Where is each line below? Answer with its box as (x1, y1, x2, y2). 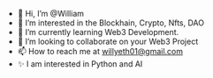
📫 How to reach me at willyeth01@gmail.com (17, 46, 184, 56)
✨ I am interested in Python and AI (17, 59, 143, 69)
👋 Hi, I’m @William (17, 9, 85, 18)
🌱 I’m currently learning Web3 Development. (17, 27, 179, 37)
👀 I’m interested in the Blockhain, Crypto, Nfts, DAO (17, 18, 205, 28)
